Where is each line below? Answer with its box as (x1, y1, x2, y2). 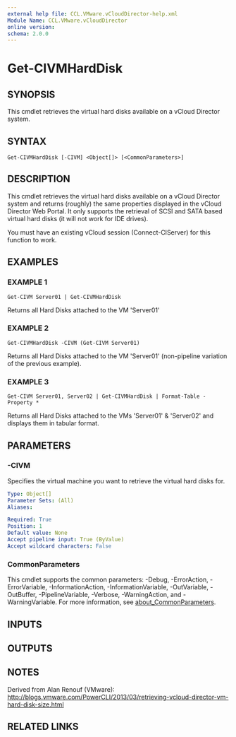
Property (7, 399, 33, 406)
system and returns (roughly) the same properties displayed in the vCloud (7, 199, 222, 208)
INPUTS (7, 618, 42, 630)
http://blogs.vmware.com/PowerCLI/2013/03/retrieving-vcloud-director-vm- (7, 692, 229, 701)
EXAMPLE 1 (7, 277, 48, 287)
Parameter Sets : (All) (7, 497, 74, 504)
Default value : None (7, 529, 68, 537)
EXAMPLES (7, 256, 58, 269)
